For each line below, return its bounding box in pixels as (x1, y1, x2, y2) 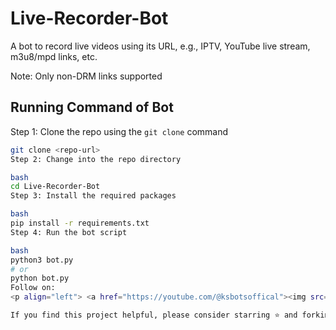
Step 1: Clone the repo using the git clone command (10, 125, 229, 137)
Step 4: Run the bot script (10, 227, 128, 237)
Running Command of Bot (10, 99, 174, 116)
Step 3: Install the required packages (10, 191, 177, 201)
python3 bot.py (10, 255, 74, 265)
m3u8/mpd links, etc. (10, 50, 98, 62)
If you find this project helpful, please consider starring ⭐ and (10, 310, 298, 320)
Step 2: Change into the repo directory (10, 154, 182, 164)
